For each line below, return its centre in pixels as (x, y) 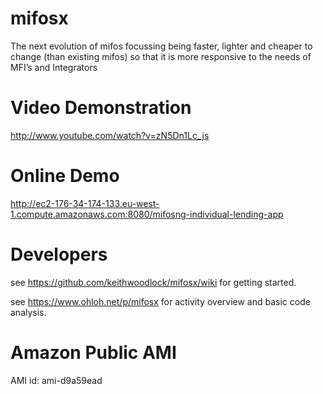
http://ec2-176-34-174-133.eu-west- (85, 203)
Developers (59, 254)
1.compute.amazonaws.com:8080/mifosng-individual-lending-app (147, 214)
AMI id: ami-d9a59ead (56, 380)
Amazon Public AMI (93, 352)
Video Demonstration (101, 108)
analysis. (28, 312)
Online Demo (65, 176)
